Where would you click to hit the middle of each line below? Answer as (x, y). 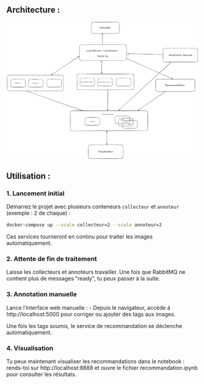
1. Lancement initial (36, 193)
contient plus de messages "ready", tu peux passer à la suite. (83, 279)
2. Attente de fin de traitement (52, 259)
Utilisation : (28, 176)
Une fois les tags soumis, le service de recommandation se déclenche (94, 326)
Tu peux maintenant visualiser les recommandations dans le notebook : (95, 361)
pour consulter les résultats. (41, 374)
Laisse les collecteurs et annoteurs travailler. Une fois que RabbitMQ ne (96, 272)
